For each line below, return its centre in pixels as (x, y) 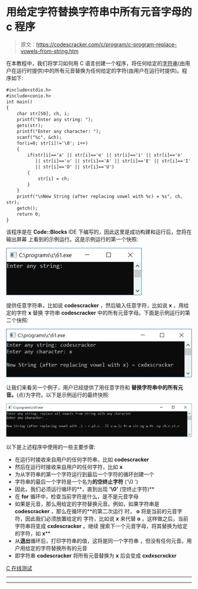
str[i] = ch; (53, 179)
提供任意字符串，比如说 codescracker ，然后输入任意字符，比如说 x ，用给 (98, 305)
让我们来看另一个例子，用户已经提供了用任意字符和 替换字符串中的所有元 (95, 387)
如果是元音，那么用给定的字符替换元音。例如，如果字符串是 (87, 504)
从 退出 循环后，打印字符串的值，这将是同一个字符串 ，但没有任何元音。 (100, 541)
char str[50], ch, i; (43, 114)
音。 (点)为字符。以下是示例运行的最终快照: (58, 395)
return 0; (29, 214)
